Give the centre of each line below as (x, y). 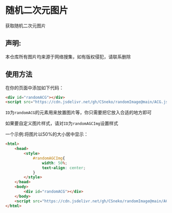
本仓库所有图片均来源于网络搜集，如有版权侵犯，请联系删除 (68, 56)
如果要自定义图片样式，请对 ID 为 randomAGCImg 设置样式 (62, 123)
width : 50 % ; (55, 163)
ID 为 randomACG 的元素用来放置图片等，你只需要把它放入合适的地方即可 (79, 113)
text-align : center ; (64, 168)
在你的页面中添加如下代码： (35, 88)
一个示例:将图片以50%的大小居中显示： (47, 134)
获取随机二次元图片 (26, 26)
